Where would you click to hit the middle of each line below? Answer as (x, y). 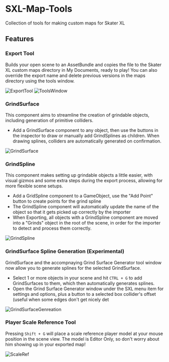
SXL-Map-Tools (39, 9)
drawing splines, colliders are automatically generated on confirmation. (87, 141)
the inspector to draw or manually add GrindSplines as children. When (86, 135)
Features (20, 39)
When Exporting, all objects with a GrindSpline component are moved (85, 217)
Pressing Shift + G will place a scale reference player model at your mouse (84, 333)
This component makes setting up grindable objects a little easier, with (79, 175)
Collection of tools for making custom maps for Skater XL (65, 23)
